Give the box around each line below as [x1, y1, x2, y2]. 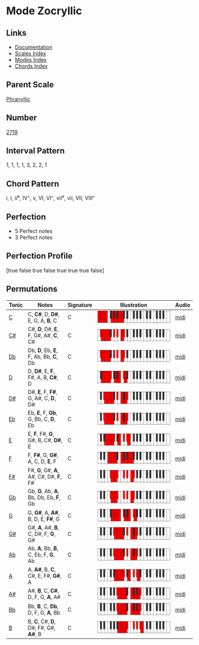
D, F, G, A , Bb [27, 609, 60, 616]
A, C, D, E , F [27, 458, 57, 465]
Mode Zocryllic [6, 4, 82, 18]
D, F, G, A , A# [27, 593, 61, 601]
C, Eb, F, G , [27, 551, 55, 558]
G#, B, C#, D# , [27, 436, 63, 443]
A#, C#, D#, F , [27, 473, 62, 480]
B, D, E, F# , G [27, 515, 60, 523]
